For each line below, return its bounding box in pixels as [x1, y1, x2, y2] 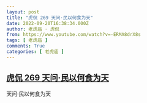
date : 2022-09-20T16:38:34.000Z [6, 20, 89, 26]
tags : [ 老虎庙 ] [6, 37, 48, 43]
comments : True [6, 43, 45, 49]
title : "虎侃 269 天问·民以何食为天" [6, 15, 94, 21]
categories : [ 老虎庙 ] [6, 49, 64, 55]
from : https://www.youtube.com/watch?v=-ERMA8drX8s [6, 32, 141, 38]
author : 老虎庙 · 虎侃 [6, 26, 60, 32]
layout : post [6, 9, 40, 15]
